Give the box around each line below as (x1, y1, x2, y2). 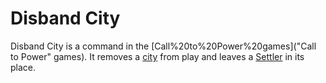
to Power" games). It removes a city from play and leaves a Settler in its (10, 50, 305, 62)
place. (10, 61, 37, 73)
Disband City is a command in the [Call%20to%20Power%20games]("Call (10, 40, 317, 52)
